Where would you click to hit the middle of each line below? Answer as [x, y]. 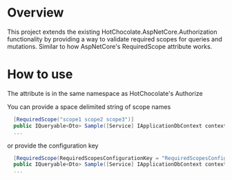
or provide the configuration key [53, 146]
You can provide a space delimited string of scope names [89, 107]
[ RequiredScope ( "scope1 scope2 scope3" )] [74, 119]
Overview [36, 13]
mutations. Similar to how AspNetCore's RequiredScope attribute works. [110, 46]
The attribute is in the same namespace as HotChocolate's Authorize [105, 93]
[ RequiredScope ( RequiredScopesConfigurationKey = [86, 158]
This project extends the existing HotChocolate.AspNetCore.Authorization [112, 32]
